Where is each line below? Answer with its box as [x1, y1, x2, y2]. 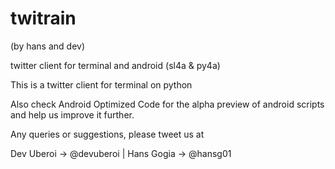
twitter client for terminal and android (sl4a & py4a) [10, 59, 221, 71]
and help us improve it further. [10, 108, 135, 121]
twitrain [10, 7, 77, 30]
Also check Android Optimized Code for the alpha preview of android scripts [10, 98, 325, 110]
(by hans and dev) [10, 40, 86, 52]
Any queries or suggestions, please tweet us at [10, 128, 205, 140]
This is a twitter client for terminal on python [10, 78, 193, 91]
